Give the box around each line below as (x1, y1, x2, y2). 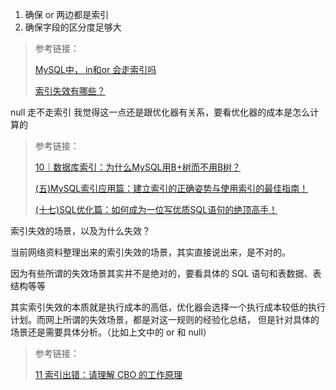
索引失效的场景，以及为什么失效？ (10, 225, 151, 237)
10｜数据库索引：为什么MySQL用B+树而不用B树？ (34, 161, 242, 173)
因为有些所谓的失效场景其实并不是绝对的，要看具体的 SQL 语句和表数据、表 (10, 268, 322, 279)
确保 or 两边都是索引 (24, 9, 110, 20)
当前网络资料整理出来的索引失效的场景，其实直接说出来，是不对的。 (10, 246, 291, 258)
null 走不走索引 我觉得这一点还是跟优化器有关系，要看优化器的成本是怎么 (10, 106, 311, 118)
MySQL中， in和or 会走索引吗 (34, 64, 157, 75)
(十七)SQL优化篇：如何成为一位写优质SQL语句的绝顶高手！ (34, 204, 278, 215)
